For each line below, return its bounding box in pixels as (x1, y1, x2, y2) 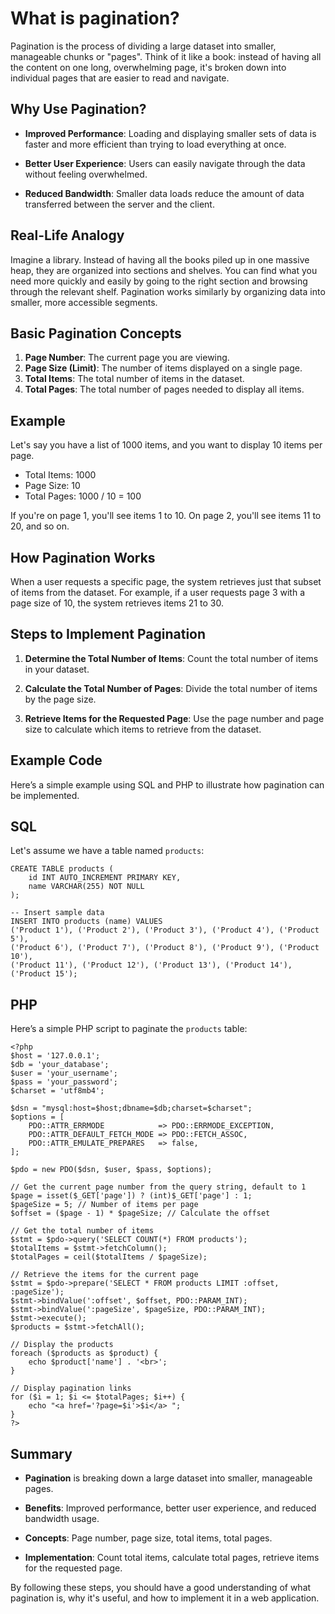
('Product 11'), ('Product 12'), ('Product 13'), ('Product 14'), (10, 960, 293, 971)
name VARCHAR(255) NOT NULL (28, 882, 145, 892)
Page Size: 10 (24, 480, 81, 492)
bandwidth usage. (24, 1513, 100, 1525)
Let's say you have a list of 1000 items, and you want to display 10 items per (10, 439, 323, 451)
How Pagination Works (10, 549, 156, 566)
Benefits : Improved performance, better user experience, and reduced (24, 1502, 317, 1514)
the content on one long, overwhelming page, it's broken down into (10, 61, 287, 73)
